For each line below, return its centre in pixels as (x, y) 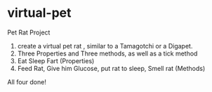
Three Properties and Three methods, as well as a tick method (107, 53)
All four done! (27, 81)
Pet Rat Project (29, 32)
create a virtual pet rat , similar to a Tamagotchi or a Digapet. (105, 46)
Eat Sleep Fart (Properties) (56, 60)
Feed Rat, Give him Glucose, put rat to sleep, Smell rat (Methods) (111, 68)
